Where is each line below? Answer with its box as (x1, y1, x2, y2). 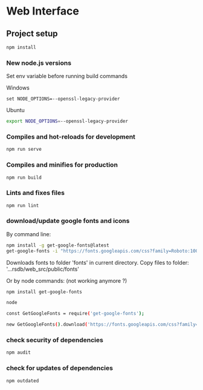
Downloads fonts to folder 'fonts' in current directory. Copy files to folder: (6, 259, 189, 266)
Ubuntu (6, 107, 25, 114)
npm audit (6, 349, 31, 355)
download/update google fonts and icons (6, 217, 130, 225)
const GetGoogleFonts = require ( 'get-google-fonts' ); (6, 311, 145, 317)
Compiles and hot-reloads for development (6, 132, 136, 140)
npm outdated (6, 377, 39, 384)
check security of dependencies (6, 336, 104, 345)
